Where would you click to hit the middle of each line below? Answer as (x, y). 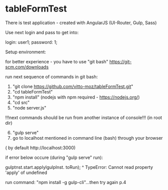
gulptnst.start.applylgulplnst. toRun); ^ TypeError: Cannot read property (79, 167)
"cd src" (21, 102)
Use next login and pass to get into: (42, 32)
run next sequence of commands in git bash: (52, 76)
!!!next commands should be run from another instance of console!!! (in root (84, 117)
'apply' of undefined (26, 172)
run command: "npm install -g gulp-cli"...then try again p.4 (66, 182)
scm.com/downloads (27, 67)
